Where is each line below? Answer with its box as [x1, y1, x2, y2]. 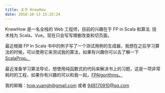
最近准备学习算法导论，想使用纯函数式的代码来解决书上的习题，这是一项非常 [5, 65, 161, 72]
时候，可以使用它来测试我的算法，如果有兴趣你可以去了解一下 [13, 49, 139, 55]
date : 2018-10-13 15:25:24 [5, 12, 61, 17]
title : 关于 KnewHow [5, 7, 46, 12]
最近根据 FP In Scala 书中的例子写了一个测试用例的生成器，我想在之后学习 [5, 43, 156, 48]
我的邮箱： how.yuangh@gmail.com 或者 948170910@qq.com [5, 82, 130, 88]
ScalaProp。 [5, 55, 31, 61]
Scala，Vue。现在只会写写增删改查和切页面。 [19, 32, 112, 38]
